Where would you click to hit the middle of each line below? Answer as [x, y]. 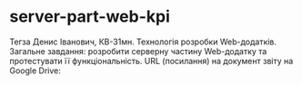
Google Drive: [35, 71]
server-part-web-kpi [90, 17]
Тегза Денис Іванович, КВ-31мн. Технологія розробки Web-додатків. [143, 42]
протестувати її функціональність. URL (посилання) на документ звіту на [151, 61]
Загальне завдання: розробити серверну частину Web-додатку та [138, 51]
